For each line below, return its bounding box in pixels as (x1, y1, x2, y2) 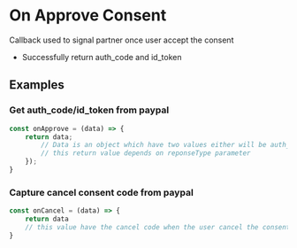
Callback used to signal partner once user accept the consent (9, 35, 234, 45)
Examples (9, 77, 65, 93)
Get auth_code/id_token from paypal (9, 104, 170, 116)
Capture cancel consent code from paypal (9, 186, 194, 198)
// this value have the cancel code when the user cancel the (25, 222, 259, 231)
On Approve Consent (9, 5, 167, 26)
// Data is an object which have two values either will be (41, 141, 267, 150)
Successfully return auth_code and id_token (21, 51, 182, 62)
